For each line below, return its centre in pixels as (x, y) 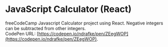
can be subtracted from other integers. (46, 28)
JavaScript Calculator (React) (68, 9)
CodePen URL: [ (22, 33)
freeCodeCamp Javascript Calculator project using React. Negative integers (84, 23)
